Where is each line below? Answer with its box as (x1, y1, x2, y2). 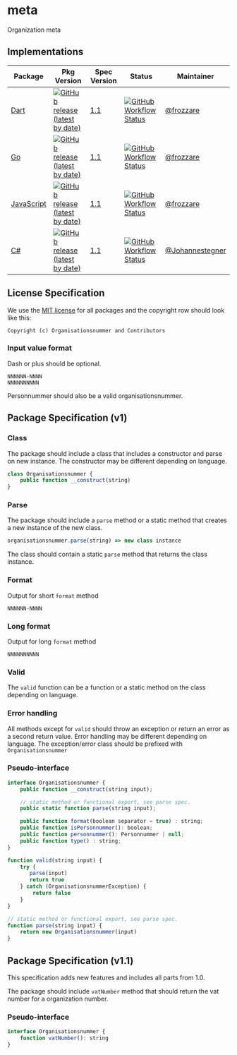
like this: (7, 313, 32, 322)
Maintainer (176, 71, 214, 81)
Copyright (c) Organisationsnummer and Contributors (7, 327, 166, 334)
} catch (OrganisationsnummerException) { (20, 883, 147, 891)
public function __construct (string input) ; (20, 785, 153, 792)
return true (29, 876, 65, 884)
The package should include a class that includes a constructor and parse (7, 449, 222, 457)
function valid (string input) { (7, 857, 102, 864)
